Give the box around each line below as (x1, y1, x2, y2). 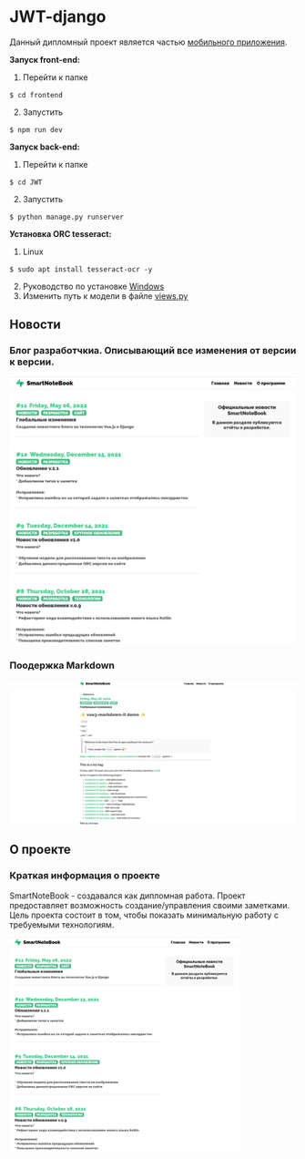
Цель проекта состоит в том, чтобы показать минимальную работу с (9, 909, 280, 920)
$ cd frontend (9, 90, 64, 99)
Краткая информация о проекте (9, 869, 161, 882)
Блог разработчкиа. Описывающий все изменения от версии (9, 344, 297, 357)
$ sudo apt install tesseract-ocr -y (9, 264, 153, 274)
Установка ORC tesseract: (9, 228, 112, 239)
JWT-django (9, 6, 107, 27)
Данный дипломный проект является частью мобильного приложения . (9, 36, 288, 47)
